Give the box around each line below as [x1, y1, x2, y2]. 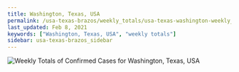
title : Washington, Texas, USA [7, 10, 100, 18]
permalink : [7, 17, 40, 24]
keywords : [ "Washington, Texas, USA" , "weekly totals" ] [7, 30, 176, 38]
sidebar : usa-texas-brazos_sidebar [7, 37, 113, 44]
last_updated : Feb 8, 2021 [7, 24, 87, 31]
